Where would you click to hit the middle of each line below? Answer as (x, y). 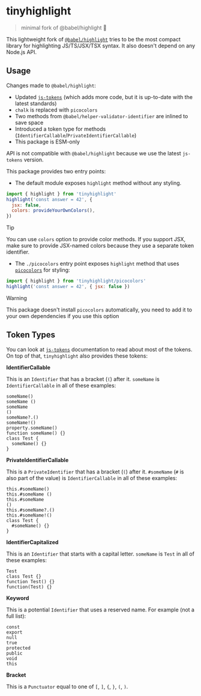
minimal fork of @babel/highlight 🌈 (64, 28)
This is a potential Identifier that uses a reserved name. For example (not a (100, 610)
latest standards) (36, 103)
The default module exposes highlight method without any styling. (98, 183)
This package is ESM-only (47, 142)
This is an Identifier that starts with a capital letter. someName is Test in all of (100, 554)
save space (29, 122)
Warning (16, 298)
